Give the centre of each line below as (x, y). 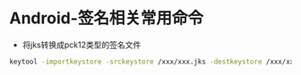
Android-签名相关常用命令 (107, 18)
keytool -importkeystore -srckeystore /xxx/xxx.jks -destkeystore (136, 62)
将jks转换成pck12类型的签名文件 (82, 45)
